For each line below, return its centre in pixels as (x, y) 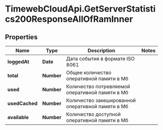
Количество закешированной (101, 100)
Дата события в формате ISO (100, 59)
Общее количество (89, 72)
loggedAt (18, 62)
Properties (21, 37)
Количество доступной (94, 114)
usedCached (23, 103)
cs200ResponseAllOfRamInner (69, 19)
